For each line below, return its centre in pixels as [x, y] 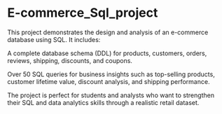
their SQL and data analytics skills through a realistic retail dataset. [103, 102]
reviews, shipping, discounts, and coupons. [70, 60]
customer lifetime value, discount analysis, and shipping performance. [109, 81]
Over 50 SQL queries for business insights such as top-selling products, [111, 74]
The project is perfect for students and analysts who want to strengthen [111, 95]
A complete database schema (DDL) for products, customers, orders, [107, 53]
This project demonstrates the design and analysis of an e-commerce [108, 32]
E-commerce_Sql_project [83, 13]
